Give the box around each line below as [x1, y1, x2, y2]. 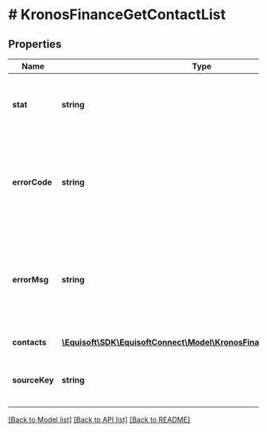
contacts [12, 337, 47, 348]
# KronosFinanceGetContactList [8, 6, 226, 24]
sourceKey [12, 375, 54, 385]
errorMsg [12, 274, 49, 285]
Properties [8, 37, 62, 51]
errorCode [12, 177, 52, 188]
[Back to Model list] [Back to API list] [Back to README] [8, 415, 191, 424]
